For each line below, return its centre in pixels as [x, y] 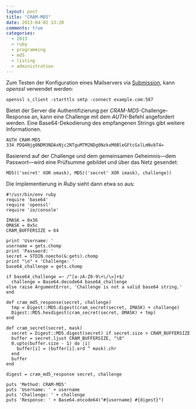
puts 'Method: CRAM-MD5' [36, 385]
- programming [28, 50]
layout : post [22, 11]
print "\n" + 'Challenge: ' [40, 262]
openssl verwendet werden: [40, 89]
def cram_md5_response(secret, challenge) [59, 303]
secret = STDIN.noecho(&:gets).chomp [52, 256]
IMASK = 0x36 [22, 221]
